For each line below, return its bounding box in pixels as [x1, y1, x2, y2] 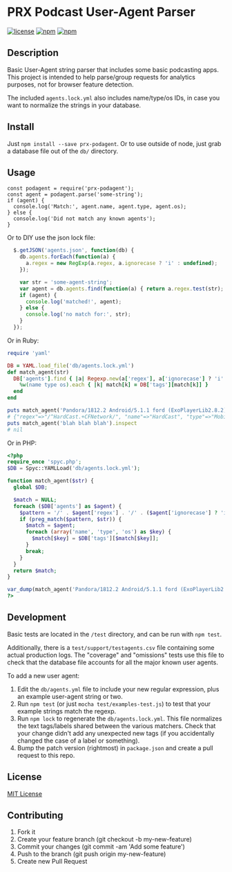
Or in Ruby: [7, 336, 39, 345]
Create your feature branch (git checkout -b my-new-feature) [17, 835, 192, 844]
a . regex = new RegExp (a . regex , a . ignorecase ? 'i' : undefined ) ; [25, 260, 218, 267]
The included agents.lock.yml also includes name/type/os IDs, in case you [7, 93, 220, 102]
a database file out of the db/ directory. [7, 147, 119, 155]
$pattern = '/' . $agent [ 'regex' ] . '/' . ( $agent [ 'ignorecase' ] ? [19, 509, 218, 516]
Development [7, 612, 67, 624]
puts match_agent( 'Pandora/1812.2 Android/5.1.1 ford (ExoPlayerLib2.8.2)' [7, 407, 230, 414]
